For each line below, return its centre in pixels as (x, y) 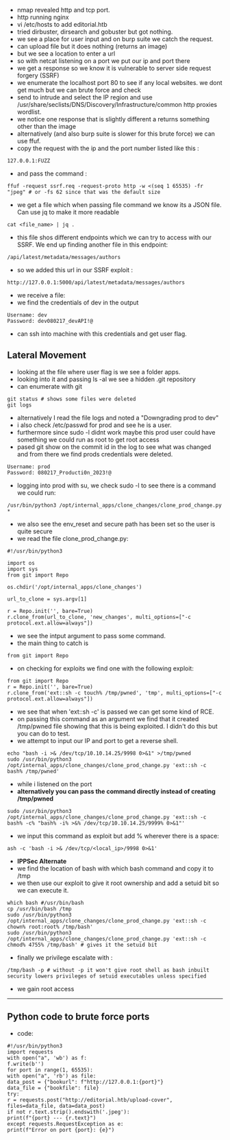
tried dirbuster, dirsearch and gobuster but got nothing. (95, 32)
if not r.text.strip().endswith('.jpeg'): (68, 1112)
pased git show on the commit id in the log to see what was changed (114, 447)
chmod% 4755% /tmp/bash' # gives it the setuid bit (82, 945)
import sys (23, 569)
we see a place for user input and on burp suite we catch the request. (115, 39)
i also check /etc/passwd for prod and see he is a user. (94, 425)
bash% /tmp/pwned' (33, 771)
